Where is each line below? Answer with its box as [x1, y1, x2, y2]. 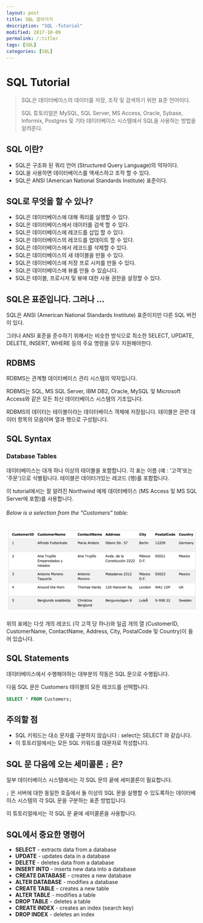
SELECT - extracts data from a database [15, 846, 117, 854]
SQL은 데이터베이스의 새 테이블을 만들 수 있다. [15, 252, 125, 259]
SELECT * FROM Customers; [6, 696, 72, 702]
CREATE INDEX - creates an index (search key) [15, 904, 134, 911]
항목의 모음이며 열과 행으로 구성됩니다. [17, 416, 109, 423]
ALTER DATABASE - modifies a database [15, 878, 119, 886]
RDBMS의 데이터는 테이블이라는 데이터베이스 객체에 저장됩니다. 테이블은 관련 [6, 408, 190, 416]
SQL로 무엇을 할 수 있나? [6, 196, 94, 207]
